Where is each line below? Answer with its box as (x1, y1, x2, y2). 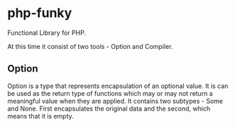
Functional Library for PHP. (7, 28, 87, 37)
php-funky (7, 5, 72, 21)
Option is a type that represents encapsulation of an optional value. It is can (7, 82, 229, 90)
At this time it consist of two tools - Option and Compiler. (7, 42, 173, 50)
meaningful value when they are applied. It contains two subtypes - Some (7, 96, 224, 105)
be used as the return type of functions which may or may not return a (7, 89, 213, 97)
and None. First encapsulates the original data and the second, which (7, 104, 211, 113)
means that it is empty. (7, 111, 75, 120)
